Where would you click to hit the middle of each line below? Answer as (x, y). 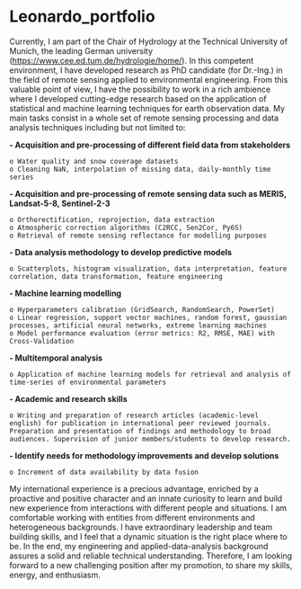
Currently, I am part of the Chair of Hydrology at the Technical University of (149, 41)
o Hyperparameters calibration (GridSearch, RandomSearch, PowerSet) (142, 309)
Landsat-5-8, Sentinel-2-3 (60, 203)
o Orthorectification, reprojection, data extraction (112, 219)
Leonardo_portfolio (82, 17)
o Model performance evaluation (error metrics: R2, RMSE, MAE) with (142, 333)
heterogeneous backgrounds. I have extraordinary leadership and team (141, 527)
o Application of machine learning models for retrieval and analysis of (150, 374)
